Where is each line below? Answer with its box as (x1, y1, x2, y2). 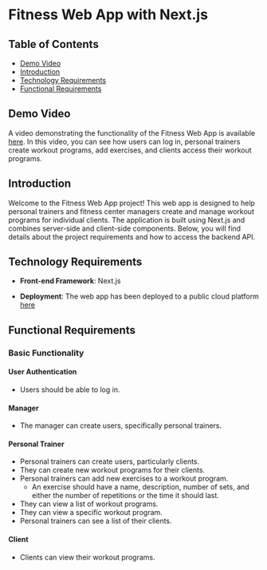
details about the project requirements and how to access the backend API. (8, 232, 256, 241)
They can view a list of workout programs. (19, 499, 159, 509)
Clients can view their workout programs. (19, 552, 155, 562)
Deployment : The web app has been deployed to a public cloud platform (19, 291, 259, 301)
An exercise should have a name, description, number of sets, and (31, 482, 249, 492)
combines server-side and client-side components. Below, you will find (8, 224, 241, 233)
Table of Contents (8, 38, 100, 51)
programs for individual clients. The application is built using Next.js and (8, 215, 245, 224)
